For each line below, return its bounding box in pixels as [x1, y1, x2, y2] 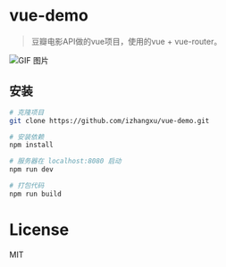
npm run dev [9, 165, 54, 174]
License [9, 220, 70, 239]
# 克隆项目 [9, 108, 45, 117]
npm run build [9, 189, 63, 198]
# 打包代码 [9, 181, 45, 190]
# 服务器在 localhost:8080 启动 [9, 157, 122, 166]
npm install [9, 140, 54, 150]
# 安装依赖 [9, 132, 45, 141]
